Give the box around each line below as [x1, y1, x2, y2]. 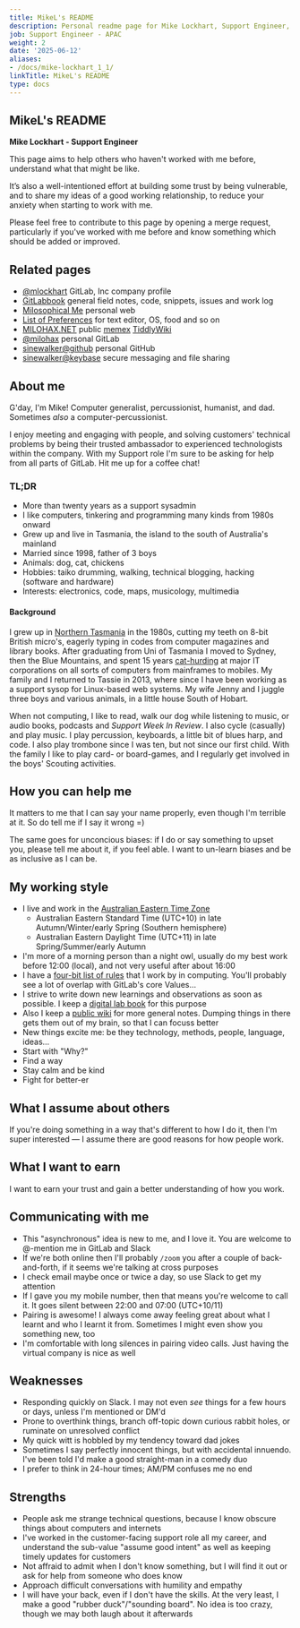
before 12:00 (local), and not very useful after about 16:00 [21, 960, 236, 972]
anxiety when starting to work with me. [9, 200, 153, 210]
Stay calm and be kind [21, 1065, 105, 1075]
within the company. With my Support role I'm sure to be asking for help [9, 449, 275, 459]
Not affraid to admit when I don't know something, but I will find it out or [21, 1561, 288, 1572]
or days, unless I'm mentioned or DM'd [21, 1407, 166, 1418]
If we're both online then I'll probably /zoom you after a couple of [21, 1252, 260, 1263]
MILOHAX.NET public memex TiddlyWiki [21, 324, 172, 335]
